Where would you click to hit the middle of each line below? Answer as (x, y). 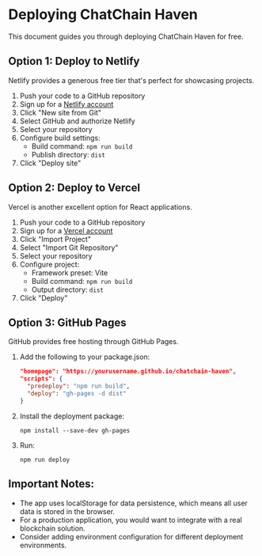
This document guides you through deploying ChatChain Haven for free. (126, 36)
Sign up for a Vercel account (66, 230)
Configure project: (49, 264)
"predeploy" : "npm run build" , (79, 386)
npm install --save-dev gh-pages (75, 430)
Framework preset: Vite (70, 272)
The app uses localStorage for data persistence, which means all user (133, 503)
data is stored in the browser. (67, 511)
